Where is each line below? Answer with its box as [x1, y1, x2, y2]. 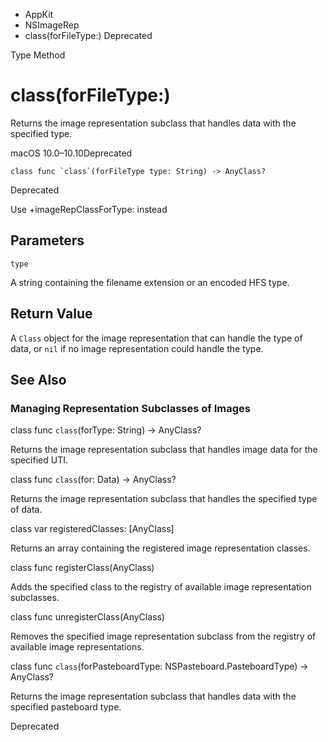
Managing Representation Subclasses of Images [10, 401, 251, 415]
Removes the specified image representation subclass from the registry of [10, 630, 317, 643]
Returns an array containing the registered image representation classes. [10, 542, 311, 554]
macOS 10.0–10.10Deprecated [10, 147, 133, 159]
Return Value [10, 305, 93, 323]
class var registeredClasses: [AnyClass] [10, 523, 175, 535]
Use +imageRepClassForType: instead [10, 203, 168, 215]
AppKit [24, 9, 54, 20]
